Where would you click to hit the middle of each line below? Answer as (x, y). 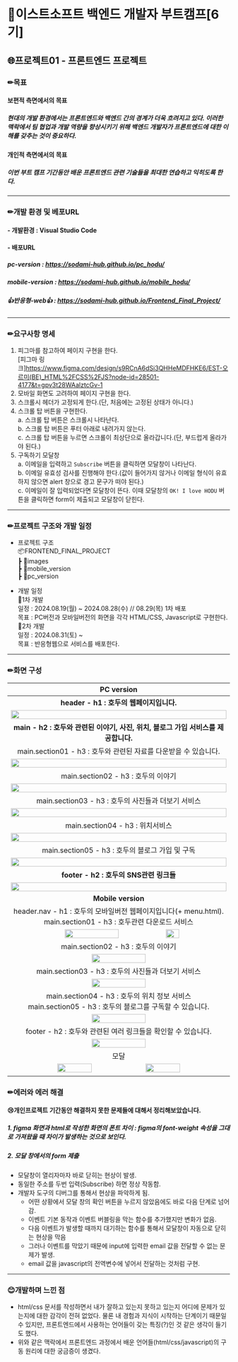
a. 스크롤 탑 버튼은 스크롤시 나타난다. (68, 420)
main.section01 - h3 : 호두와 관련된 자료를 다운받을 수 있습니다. (119, 751)
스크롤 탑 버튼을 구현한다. (53, 411)
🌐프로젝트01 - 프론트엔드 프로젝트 (77, 60)
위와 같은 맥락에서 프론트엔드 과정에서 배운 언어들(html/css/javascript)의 (118, 1342)
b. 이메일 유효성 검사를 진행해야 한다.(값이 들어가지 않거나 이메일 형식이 (115, 473)
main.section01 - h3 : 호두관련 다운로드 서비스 (119, 922)
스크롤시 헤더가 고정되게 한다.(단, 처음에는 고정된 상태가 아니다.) (106, 402)
